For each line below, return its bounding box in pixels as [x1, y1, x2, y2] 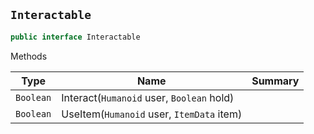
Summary [251, 74, 300, 88]
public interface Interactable [10, 32, 141, 42]
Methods [10, 50, 48, 62]
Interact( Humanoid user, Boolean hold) [61, 90, 235, 104]
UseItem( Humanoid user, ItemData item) [61, 107, 243, 121]
